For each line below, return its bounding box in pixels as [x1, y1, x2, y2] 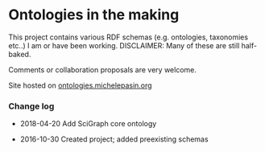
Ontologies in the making [8, 6, 180, 24]
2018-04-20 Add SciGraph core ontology [19, 119, 157, 129]
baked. [8, 49, 31, 59]
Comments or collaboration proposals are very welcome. [8, 64, 197, 74]
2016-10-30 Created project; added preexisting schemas [19, 134, 209, 144]
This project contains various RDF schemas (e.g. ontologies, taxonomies [8, 32, 248, 42]
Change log [8, 101, 55, 112]
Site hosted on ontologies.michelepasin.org [8, 80, 152, 90]
